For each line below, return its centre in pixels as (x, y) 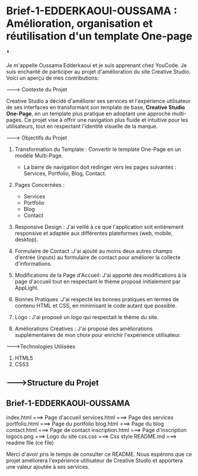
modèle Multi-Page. (39, 155)
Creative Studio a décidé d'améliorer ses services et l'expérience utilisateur (98, 101)
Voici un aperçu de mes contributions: (52, 78)
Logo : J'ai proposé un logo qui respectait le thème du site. (87, 317)
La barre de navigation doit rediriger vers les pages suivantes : (100, 167)
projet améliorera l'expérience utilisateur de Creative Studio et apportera (95, 461)
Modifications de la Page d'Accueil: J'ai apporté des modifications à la (100, 275)
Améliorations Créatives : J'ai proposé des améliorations (84, 329)
